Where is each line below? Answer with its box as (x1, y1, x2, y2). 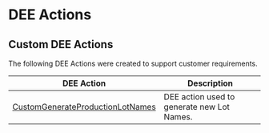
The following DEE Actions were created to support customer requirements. (8, 58, 258, 68)
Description (187, 78, 234, 89)
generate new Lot (163, 102, 230, 112)
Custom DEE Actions (8, 38, 114, 51)
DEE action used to (163, 91, 235, 102)
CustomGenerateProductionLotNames (12, 102, 156, 112)
